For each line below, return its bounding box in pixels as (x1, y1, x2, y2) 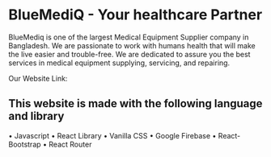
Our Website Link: (8, 73, 68, 83)
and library (8, 109, 65, 123)
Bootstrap (8, 139, 42, 149)
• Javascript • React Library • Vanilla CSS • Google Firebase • (8, 130, 217, 140)
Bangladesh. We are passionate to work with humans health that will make (8, 40, 256, 50)
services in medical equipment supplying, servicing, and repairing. (8, 58, 231, 68)
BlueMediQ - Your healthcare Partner (8, 6, 263, 24)
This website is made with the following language (8, 97, 263, 110)
